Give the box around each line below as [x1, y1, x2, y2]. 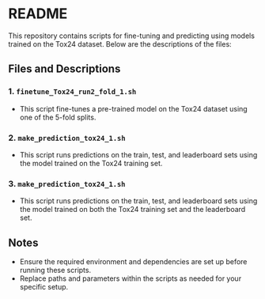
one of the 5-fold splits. [19, 112, 97, 122]
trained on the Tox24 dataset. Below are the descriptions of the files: [8, 39, 232, 48]
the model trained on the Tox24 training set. [19, 158, 163, 168]
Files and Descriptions [8, 62, 121, 76]
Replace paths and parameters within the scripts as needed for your [19, 274, 242, 283]
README [8, 5, 68, 23]
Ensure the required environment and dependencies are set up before [19, 257, 248, 267]
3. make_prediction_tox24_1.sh [8, 178, 126, 189]
